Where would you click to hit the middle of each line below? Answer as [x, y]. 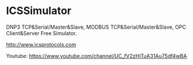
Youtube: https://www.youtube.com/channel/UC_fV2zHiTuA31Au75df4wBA [96, 56]
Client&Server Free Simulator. [42, 33]
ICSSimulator [39, 11]
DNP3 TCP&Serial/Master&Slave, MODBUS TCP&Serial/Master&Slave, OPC [96, 27]
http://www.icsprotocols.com [41, 45]
